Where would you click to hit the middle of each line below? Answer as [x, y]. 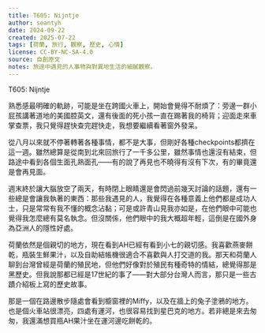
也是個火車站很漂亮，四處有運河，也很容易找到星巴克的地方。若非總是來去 [129, 311]
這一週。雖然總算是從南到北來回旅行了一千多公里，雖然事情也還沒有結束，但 [132, 152]
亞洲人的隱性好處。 [46, 228]
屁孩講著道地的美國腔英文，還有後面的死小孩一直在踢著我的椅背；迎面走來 [129, 115]
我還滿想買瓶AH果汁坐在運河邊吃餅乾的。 [89, 320]
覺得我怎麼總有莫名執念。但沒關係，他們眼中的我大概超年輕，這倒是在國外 [129, 218]
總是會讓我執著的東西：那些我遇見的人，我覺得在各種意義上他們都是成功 [132, 198]
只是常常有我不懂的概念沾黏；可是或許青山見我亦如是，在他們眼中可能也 [139, 208]
